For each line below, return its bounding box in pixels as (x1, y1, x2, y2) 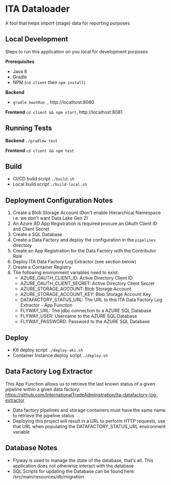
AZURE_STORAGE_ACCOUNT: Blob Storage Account (20, 286, 131, 292)
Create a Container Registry (12, 264, 71, 270)
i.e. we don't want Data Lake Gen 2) (12, 215, 88, 221)
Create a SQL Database (12, 231, 62, 238)
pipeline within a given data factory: (5, 386, 81, 392)
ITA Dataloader (5, 3, 70, 15)
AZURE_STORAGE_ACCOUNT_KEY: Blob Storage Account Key (20, 291, 151, 298)
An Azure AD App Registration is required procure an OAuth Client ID (12, 221, 157, 227)
